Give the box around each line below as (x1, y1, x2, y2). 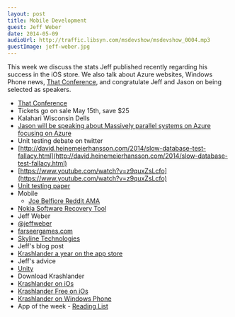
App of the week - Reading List (17, 302, 108, 310)
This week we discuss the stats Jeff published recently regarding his (7, 63, 207, 71)
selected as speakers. (7, 86, 71, 93)
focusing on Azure (17, 129, 72, 137)
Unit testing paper (17, 182, 71, 190)
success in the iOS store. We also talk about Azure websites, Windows (7, 70, 213, 79)
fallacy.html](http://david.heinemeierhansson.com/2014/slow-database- (17, 151, 229, 160)
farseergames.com (17, 227, 73, 235)
